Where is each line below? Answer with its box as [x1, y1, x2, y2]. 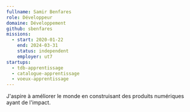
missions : [6, 31, 31, 37]
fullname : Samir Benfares [6, 8, 71, 15]
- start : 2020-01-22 [11, 37, 64, 43]
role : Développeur [6, 14, 53, 20]
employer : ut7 [17, 54, 53, 60]
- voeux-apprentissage [11, 76, 69, 82]
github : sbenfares [6, 25, 53, 32]
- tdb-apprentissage [11, 64, 64, 71]
